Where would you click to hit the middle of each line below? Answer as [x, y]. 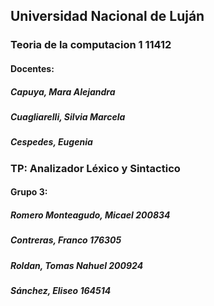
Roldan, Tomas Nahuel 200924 [77, 265]
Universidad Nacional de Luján [107, 16]
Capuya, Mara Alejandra [63, 91]
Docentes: [32, 68]
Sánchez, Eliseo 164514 [61, 290]
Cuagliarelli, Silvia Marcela [68, 116]
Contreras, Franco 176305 [66, 240]
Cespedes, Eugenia [51, 142]
